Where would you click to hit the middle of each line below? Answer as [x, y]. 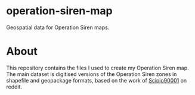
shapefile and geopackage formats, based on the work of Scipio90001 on [97, 80]
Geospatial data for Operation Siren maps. [58, 27]
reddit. [14, 87]
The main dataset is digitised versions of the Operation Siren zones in [92, 74]
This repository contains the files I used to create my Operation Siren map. [97, 68]
